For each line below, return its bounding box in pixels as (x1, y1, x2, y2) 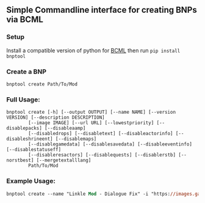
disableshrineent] (6, 136, 53, 142)
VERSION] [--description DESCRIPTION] (6, 114, 105, 121)
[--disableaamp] (45, 125, 86, 131)
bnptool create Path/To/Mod (6, 81, 78, 87)
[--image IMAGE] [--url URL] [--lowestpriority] (28, 120, 154, 126)
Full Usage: (6, 95, 41, 103)
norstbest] (6, 157, 34, 164)
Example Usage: (6, 177, 56, 185)
